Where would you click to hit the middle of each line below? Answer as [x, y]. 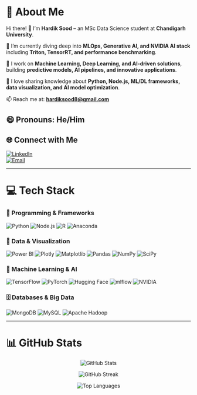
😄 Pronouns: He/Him [45, 120]
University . [20, 34]
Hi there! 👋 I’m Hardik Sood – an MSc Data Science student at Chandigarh [96, 28]
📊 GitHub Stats [44, 343]
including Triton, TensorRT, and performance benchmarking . [81, 52]
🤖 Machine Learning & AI [42, 269]
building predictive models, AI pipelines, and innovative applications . [91, 69]
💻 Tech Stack [40, 191]
